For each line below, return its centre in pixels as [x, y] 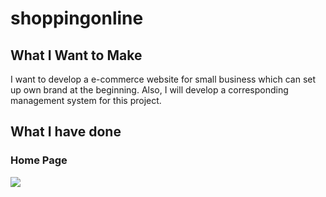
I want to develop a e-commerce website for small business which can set [163, 79]
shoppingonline [77, 18]
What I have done [66, 132]
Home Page [39, 160]
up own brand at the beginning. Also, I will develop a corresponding [149, 90]
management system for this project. [86, 100]
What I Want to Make [76, 55]
